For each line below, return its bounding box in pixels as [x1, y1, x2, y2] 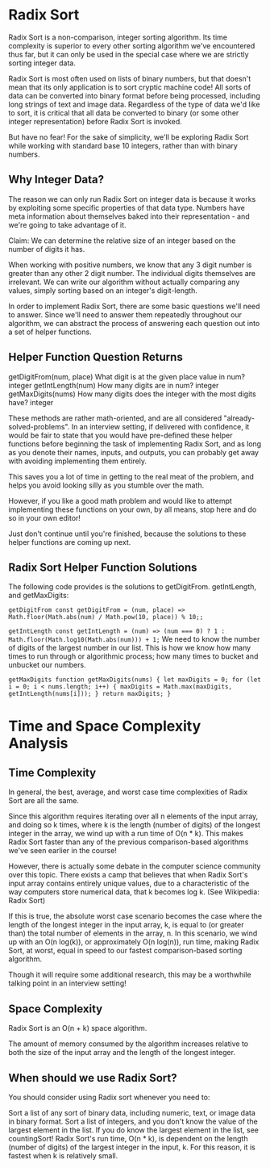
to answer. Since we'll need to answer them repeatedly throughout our [8, 309, 242, 320]
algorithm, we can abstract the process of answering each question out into [8, 318, 260, 328]
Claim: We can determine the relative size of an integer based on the [8, 236, 236, 245]
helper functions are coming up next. [8, 537, 131, 546]
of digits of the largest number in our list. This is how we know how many [8, 643, 251, 653]
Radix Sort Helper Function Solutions [8, 560, 197, 574]
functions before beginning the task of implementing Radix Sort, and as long [8, 438, 262, 449]
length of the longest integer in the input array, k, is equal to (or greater [8, 920, 244, 930]
